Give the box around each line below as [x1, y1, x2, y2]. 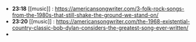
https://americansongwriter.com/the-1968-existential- [56, 18, 190, 25]
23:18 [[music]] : [11, 5, 54, 12]
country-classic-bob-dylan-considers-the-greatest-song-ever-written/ [11, 24, 189, 31]
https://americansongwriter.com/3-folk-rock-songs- [54, 5, 185, 12]
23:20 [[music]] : [11, 18, 55, 25]
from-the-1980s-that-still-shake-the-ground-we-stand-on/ [11, 11, 159, 19]
